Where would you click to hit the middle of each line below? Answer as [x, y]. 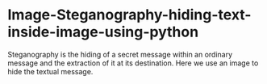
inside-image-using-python [103, 32]
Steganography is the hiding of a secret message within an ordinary [120, 54]
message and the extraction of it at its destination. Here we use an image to [133, 63]
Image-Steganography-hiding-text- [129, 15]
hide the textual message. [50, 71]
